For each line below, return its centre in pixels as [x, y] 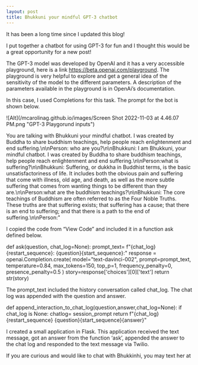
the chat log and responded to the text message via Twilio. [78, 344]
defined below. [24, 235]
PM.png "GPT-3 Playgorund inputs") [50, 124]
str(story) [18, 278]
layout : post [22, 12]
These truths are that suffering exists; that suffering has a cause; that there [98, 204]
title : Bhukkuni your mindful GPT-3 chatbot [62, 17]
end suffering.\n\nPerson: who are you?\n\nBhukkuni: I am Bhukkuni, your [96, 148]
